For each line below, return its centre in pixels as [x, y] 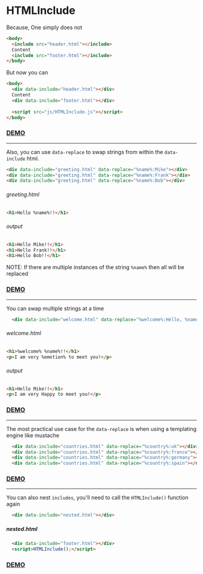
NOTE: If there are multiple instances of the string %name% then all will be [95, 267]
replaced [17, 274]
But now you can [27, 73]
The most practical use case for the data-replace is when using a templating [101, 429]
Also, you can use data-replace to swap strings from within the [85, 152]
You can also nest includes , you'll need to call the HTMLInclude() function [97, 498]
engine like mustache [33, 435]
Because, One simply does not [44, 27]
